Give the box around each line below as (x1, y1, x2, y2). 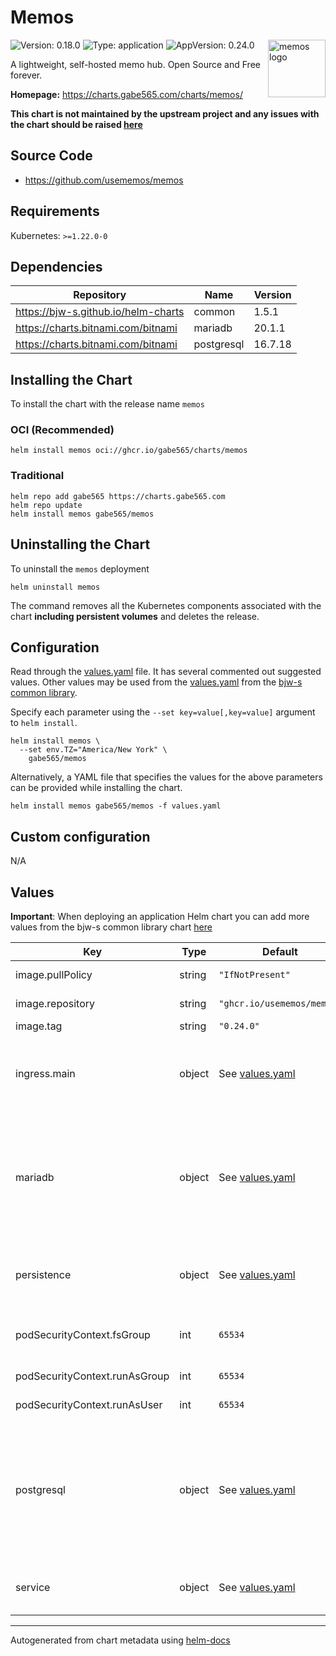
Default (262, 945, 298, 959)
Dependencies (10, 258, 103, 275)
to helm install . (10, 717, 78, 729)
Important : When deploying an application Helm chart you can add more (10, 911, 310, 923)
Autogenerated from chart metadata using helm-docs (10, 1634, 231, 1646)
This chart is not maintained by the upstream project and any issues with (10, 107, 320, 120)
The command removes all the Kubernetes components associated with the (10, 599, 322, 611)
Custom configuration (10, 828, 151, 845)
